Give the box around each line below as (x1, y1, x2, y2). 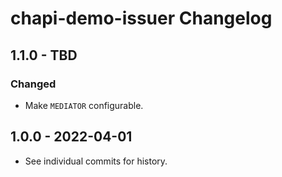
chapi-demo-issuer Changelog (10, 7, 273, 30)
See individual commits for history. (24, 155, 168, 167)
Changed (10, 77, 57, 91)
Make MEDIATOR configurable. (24, 99, 144, 111)
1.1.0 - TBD (10, 47, 78, 64)
